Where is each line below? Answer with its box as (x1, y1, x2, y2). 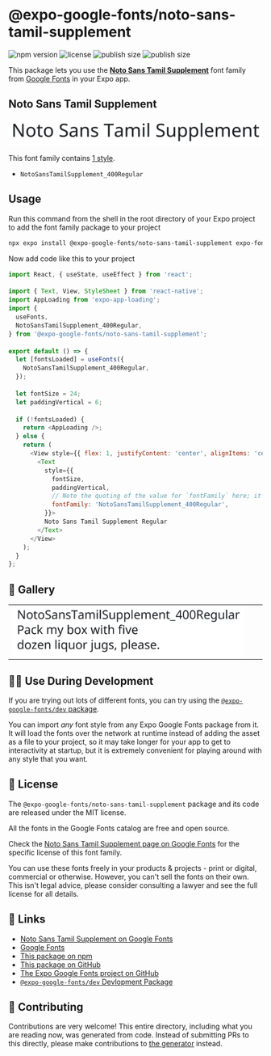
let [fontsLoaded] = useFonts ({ (15, 356, 125, 364)
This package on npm (19, 951, 93, 961)
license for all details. (8, 889, 79, 898)
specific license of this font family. (8, 847, 123, 857)
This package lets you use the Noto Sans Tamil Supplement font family (8, 65, 246, 74)
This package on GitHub (19, 960, 101, 969)
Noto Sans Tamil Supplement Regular (44, 517, 168, 526)
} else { (15, 433, 45, 441)
